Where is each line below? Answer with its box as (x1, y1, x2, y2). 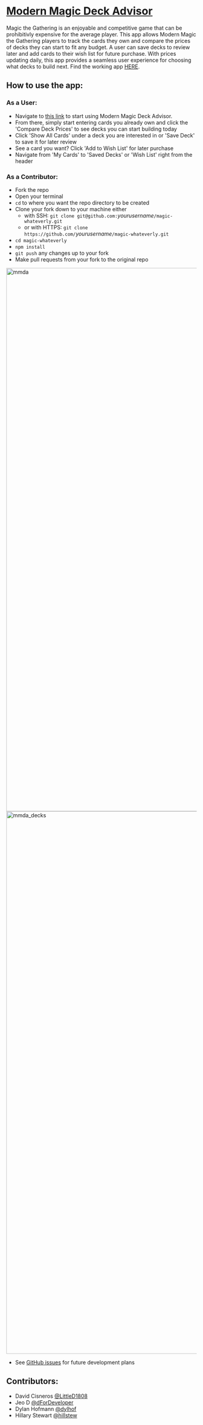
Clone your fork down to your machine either (14, 205, 127, 212)
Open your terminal (14, 193, 63, 200)
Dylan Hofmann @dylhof (14, 1405, 77, 1412)
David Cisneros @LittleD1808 (14, 1392, 88, 1400)
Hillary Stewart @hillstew (14, 1412, 77, 1419)
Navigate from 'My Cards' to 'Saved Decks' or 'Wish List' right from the (14, 151, 193, 158)
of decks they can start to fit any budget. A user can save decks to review (6, 44, 190, 51)
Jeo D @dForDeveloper (14, 1398, 74, 1406)
